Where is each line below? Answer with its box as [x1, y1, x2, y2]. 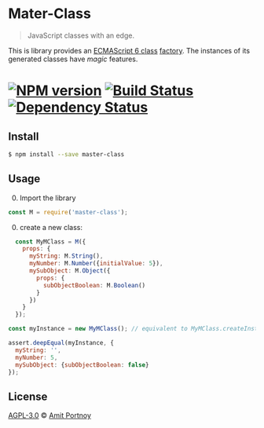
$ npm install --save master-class [8, 150, 125, 158]
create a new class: [19, 222, 82, 232]
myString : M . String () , [28, 252, 104, 260]
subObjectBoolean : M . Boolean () [42, 281, 146, 289]
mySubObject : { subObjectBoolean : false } [15, 360, 149, 369]
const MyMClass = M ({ [15, 237, 86, 246]
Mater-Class [8, 5, 92, 23]
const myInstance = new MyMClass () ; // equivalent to [8, 325, 189, 333]
